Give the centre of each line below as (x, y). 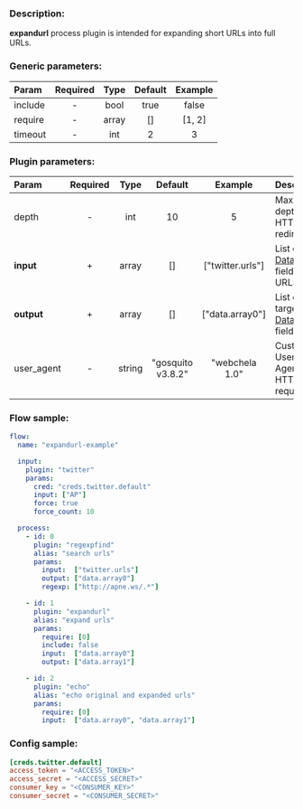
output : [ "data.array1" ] (88, 663)
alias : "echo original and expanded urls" (114, 695)
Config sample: (44, 744)
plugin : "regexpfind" (74, 545)
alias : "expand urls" (74, 620)
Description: (37, 14)
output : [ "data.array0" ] (88, 579)
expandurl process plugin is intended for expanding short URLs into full (142, 33)
